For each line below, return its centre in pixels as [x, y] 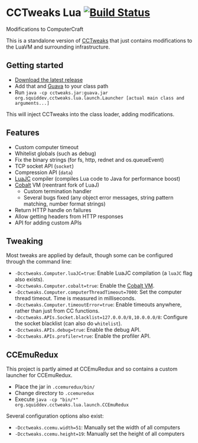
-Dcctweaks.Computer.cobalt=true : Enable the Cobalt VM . [85, 286]
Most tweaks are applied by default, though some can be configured [90, 255]
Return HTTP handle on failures [53, 210]
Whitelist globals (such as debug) [55, 153]
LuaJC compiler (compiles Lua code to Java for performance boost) [98, 178]
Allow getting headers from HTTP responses [69, 216]
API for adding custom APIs [48, 223]
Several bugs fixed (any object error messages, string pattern [98, 197]
